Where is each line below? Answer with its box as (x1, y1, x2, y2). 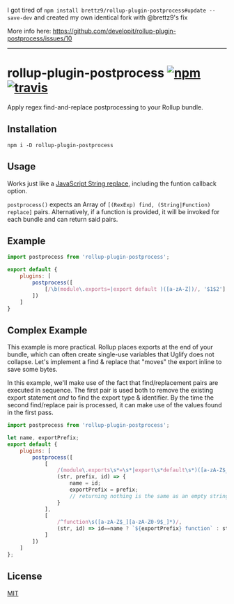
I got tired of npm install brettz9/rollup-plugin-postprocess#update (7, 6, 207, 14)
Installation (7, 123, 57, 135)
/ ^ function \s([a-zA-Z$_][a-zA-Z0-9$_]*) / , (56, 519, 182, 526)
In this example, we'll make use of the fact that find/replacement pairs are (7, 379, 219, 387)
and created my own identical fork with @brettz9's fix (33, 13, 188, 22)
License (7, 571, 42, 582)
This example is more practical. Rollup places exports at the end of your (7, 343, 214, 352)
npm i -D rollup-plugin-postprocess (7, 142, 114, 149)
